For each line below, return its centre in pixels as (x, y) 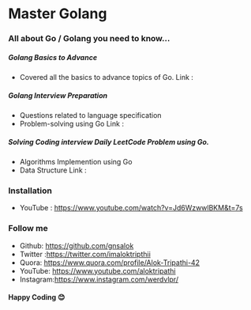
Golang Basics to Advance (52, 57)
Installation (30, 191)
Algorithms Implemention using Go (76, 162)
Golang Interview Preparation (58, 95)
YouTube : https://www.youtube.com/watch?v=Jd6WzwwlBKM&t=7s (131, 208)
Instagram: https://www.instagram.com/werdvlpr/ (99, 279)
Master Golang (58, 14)
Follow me (28, 229)
